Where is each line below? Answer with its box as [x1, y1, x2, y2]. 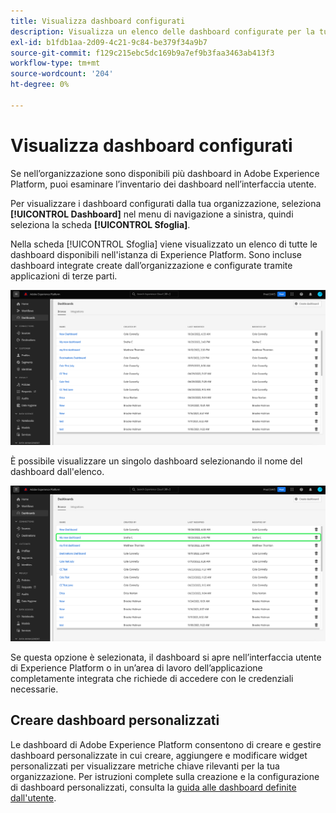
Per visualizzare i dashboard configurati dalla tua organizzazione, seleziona [10, 197, 322, 209]
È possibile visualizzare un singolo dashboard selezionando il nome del [10, 455, 303, 467]
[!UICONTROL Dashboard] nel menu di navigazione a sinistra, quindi [10, 208, 294, 220]
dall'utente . [10, 791, 57, 804]
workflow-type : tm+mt [10, 58, 101, 69]
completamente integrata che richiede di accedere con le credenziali [10, 672, 294, 684]
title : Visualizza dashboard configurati [10, 16, 186, 26]
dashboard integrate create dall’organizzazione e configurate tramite [10, 259, 293, 271]
